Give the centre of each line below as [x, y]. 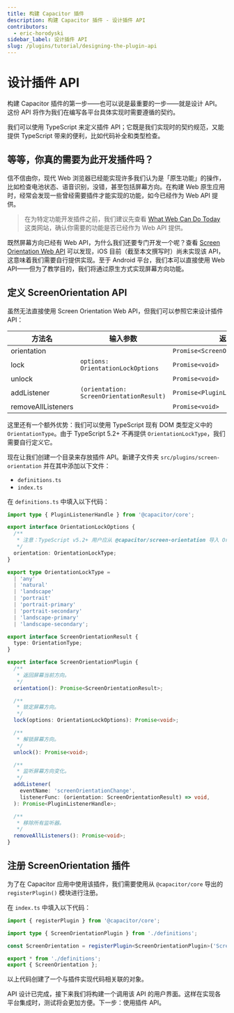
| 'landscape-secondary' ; [51, 624]
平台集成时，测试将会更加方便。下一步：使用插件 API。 [86, 1003]
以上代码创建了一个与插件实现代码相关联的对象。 [77, 979]
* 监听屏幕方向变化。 [43, 772]
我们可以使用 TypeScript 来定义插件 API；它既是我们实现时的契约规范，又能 [116, 127]
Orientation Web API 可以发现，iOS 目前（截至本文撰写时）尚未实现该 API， [116, 251]
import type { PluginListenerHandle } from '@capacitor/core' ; [101, 515]
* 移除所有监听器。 [40, 823]
